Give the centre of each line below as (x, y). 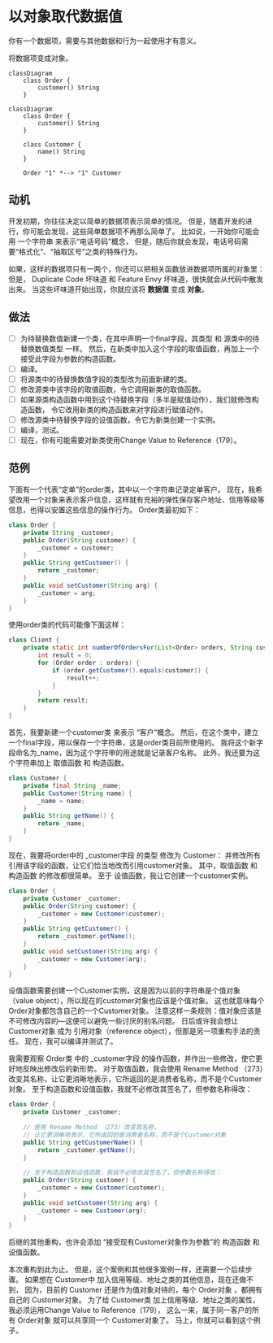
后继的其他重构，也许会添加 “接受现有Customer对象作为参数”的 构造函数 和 (134, 1242)
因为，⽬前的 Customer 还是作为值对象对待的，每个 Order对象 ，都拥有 (143, 1290)
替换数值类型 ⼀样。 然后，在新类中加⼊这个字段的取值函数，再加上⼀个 (140, 348)
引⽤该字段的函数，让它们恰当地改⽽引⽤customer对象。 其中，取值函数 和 (133, 865)
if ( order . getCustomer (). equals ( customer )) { (130, 670)
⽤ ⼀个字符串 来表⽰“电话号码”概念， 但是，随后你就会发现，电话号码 (125, 241)
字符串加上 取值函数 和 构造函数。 (71, 763)
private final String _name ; (72, 785)
